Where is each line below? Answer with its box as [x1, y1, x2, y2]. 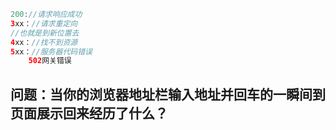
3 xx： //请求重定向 [10, 18, 78, 29]
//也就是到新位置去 [10, 28, 80, 38]
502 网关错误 [28, 56, 72, 66]
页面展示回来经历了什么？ [10, 105, 168, 122]
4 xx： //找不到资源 [10, 37, 78, 47]
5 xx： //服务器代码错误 [10, 46, 93, 57]
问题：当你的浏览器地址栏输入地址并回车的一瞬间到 [10, 86, 326, 103]
